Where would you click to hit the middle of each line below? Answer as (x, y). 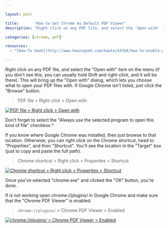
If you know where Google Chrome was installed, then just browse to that (81, 135)
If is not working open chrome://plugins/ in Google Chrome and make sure (82, 195)
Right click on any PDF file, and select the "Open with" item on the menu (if (82, 69)
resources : (16, 46)
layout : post (19, 14)
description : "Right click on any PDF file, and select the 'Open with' (82, 28)
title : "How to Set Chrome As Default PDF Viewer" (66, 23)
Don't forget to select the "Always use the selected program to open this (79, 120)
